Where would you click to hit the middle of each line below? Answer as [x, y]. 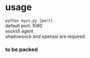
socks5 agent [19, 31]
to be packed [21, 49]
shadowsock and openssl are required [45, 36]
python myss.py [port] [29, 21]
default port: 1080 [24, 25]
